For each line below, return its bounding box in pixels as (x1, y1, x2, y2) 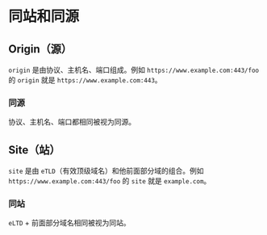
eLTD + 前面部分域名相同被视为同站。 (8, 218, 131, 228)
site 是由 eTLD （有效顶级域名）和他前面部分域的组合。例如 (8, 166, 204, 176)
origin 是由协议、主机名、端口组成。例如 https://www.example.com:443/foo (8, 65, 260, 74)
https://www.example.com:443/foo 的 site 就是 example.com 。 (8, 176, 211, 186)
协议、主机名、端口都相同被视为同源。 (8, 117, 136, 127)
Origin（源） (8, 42, 73, 56)
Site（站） (8, 143, 60, 157)
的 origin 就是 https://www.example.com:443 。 (8, 75, 163, 85)
